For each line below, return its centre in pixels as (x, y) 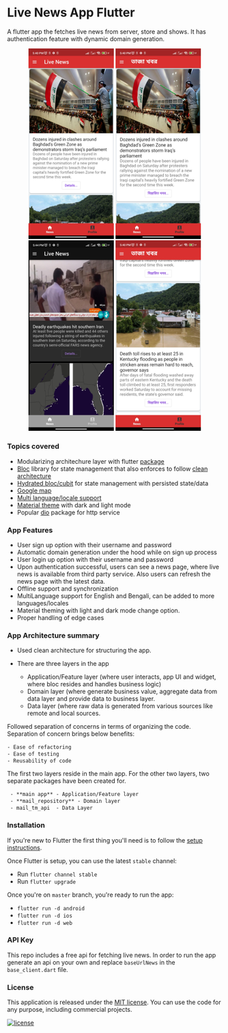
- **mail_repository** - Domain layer (65, 801)
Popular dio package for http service (69, 512)
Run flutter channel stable (57, 874)
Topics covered (33, 447)
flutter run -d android (51, 908)
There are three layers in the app (63, 664)
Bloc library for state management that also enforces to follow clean (112, 469)
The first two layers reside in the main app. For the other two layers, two (108, 774)
